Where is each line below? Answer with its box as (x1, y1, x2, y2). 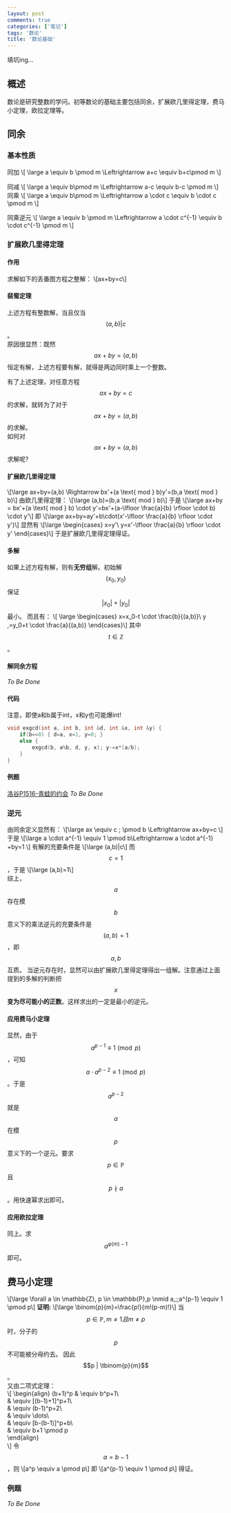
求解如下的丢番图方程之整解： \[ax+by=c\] (7, 275, 127, 283)
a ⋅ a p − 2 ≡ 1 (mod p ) (86, 1066, 146, 1076)
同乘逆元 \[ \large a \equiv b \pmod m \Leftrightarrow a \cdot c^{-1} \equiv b (7, 213, 222, 221)
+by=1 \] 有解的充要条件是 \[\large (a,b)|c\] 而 (7, 843, 136, 851)
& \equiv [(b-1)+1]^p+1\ (7, 1396, 72, 1404)
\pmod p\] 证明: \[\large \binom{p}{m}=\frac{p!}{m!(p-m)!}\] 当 (7, 1303, 185, 1311)
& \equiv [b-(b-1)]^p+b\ (7, 1418, 73, 1427)
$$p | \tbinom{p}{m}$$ (83, 1361, 149, 1369)
